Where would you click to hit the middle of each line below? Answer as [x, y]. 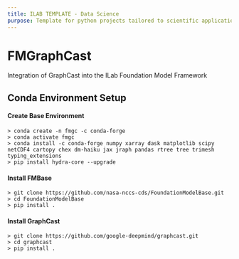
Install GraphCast [34, 221]
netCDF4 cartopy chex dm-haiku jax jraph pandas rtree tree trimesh [111, 150]
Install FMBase [30, 178]
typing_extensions [34, 156]
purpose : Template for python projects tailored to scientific [103, 21]
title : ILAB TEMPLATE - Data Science [63, 14]
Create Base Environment [46, 116]
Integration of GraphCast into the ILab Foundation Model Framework [107, 75]
